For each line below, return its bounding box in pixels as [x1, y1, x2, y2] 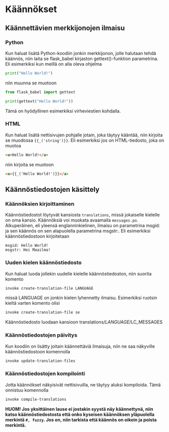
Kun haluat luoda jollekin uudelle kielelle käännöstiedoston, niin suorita [5, 271, 152, 277]
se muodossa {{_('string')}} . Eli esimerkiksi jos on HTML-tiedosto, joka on [5, 137, 164, 143]
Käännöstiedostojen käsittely [5, 185, 100, 194]
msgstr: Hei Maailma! [5, 247, 51, 253]
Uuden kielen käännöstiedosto [5, 259, 82, 266]
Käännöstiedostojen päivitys [5, 332, 78, 339]
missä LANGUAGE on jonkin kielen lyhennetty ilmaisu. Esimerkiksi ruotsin [5, 295, 157, 301]
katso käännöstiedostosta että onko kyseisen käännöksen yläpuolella [5, 411, 155, 417]
